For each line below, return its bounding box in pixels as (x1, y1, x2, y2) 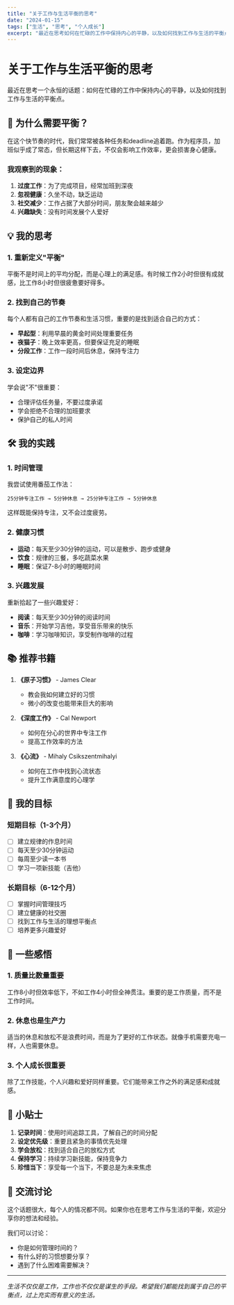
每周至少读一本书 (17, 854, 67, 863)
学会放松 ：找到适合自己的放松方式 (17, 1146, 115, 1154)
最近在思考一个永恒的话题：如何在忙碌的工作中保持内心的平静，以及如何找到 (7, 86, 226, 95)
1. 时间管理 (7, 463, 43, 473)
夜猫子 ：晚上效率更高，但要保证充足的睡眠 (17, 338, 140, 346)
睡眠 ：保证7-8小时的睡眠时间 (17, 562, 101, 570)
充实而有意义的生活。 (37, 1291, 99, 1299)
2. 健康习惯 (7, 528, 44, 537)
